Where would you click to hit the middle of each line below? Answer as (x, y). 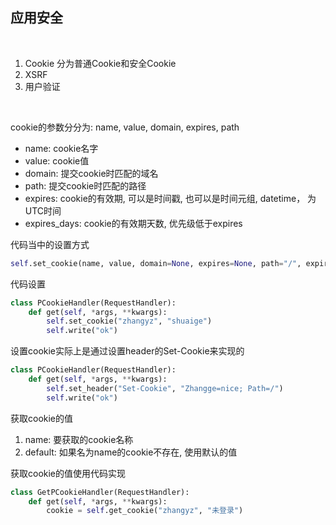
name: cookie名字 (61, 148)
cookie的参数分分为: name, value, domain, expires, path (125, 127)
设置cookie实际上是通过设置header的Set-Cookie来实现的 (127, 351)
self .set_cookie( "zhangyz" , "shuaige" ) (129, 321)
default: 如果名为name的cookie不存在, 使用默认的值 (131, 452)
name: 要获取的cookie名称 (79, 439)
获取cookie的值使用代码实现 (68, 473)
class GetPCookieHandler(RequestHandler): (100, 492)
